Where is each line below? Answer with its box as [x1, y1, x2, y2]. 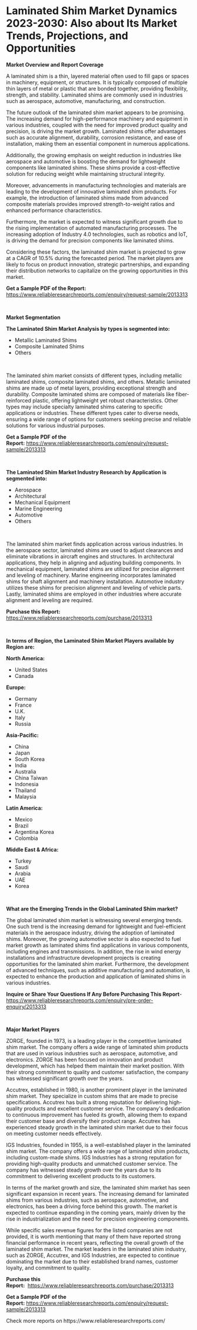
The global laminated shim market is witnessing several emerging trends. [6, 916, 183, 923]
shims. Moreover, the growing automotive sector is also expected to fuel [6, 935, 181, 942]
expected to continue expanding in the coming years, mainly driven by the [6, 1209, 186, 1216]
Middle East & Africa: [6, 846, 59, 853]
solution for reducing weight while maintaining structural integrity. [6, 170, 166, 177]
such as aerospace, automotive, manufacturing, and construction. [6, 97, 166, 104]
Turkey [14, 857, 32, 864]
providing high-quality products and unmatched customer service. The [6, 1160, 178, 1167]
